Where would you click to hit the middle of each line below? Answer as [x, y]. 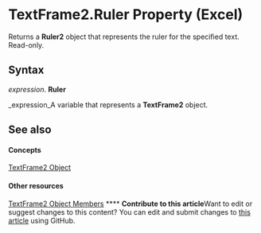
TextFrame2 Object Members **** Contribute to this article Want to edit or [130, 204]
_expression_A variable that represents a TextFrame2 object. [108, 104]
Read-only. [26, 45]
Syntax [26, 70]
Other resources [36, 185]
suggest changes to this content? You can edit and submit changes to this [129, 212]
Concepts [25, 150]
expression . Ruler [37, 89]
